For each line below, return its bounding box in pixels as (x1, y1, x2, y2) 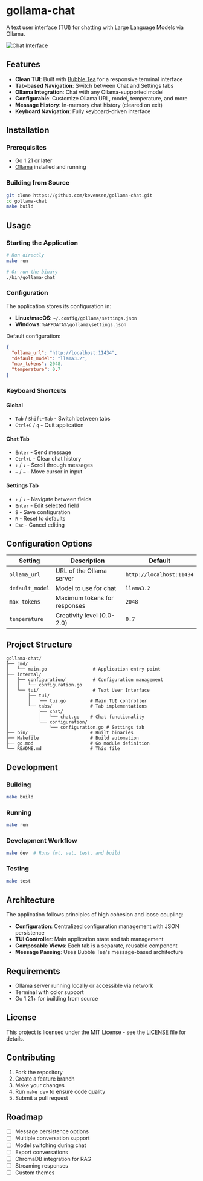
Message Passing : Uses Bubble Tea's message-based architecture (14, 949, 184, 956)
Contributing (6, 1053, 56, 1063)
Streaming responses (14, 1162, 68, 1169)
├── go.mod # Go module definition (6, 740, 150, 746)
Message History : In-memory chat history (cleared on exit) (14, 101, 163, 108)
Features (6, 59, 40, 70)
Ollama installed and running (14, 163, 86, 171)
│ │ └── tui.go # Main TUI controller (6, 698, 147, 704)
